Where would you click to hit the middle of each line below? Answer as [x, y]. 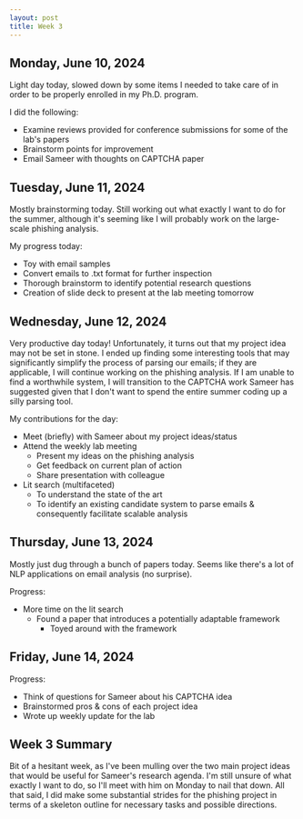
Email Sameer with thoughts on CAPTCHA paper [113, 159]
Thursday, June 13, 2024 [81, 542]
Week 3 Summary [61, 744]
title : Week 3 [36, 26]
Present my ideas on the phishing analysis [115, 455]
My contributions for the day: [64, 418]
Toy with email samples [66, 264]
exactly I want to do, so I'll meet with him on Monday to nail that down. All [147, 785]
